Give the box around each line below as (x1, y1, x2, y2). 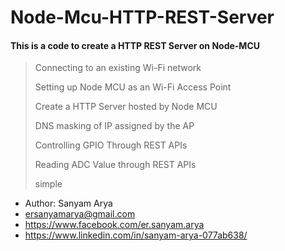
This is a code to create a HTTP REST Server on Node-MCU (10, 39, 261, 51)
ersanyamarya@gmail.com (24, 208, 136, 220)
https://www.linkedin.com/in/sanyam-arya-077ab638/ (24, 229, 248, 241)
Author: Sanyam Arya (24, 197, 113, 210)
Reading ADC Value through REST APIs (34, 159, 197, 171)
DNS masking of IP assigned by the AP (34, 120, 195, 132)
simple (34, 178, 63, 190)
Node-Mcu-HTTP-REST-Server (10, 6, 275, 29)
